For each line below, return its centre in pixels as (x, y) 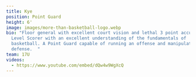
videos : (15, 60)
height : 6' (19, 22)
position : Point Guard (34, 17)
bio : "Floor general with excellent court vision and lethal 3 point (92, 33)
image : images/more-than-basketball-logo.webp (64, 27)
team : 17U (18, 54)
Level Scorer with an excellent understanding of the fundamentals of (99, 38)
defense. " (26, 49)
